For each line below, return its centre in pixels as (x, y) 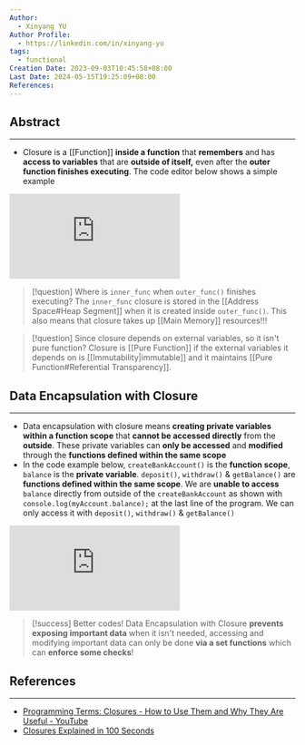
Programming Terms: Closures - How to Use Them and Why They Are (153, 711)
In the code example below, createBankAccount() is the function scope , (156, 465)
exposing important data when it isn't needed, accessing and (148, 633)
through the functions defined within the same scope (124, 456)
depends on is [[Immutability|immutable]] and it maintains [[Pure (152, 358)
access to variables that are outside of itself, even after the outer (146, 162)
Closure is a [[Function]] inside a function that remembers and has (148, 152)
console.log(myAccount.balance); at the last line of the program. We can (158, 504)
